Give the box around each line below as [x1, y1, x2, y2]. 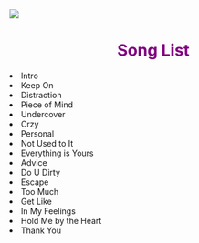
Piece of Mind [21, 99, 73, 110]
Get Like [21, 196, 52, 207]
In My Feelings [21, 205, 76, 217]
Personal [21, 127, 55, 139]
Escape [21, 177, 49, 187]
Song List [117, 40, 190, 61]
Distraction [21, 89, 62, 100]
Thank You [21, 225, 62, 236]
